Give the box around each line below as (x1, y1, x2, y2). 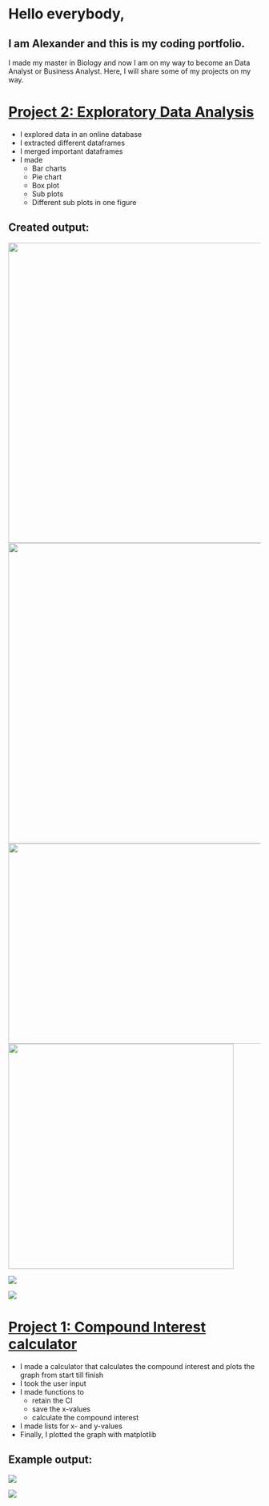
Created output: (8, 221, 90, 235)
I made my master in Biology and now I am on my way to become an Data (8, 58, 251, 67)
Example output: (8, 1453, 93, 1467)
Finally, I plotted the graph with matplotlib (19, 1429, 157, 1439)
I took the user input (19, 1379, 86, 1388)
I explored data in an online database (19, 129, 143, 139)
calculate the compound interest (31, 1412, 139, 1422)
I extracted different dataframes (19, 138, 126, 147)
